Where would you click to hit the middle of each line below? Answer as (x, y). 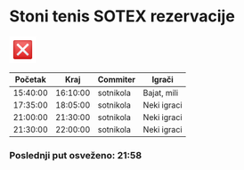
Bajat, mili (161, 93)
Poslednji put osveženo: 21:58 (76, 155)
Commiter (117, 80)
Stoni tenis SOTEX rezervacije (122, 16)
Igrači (163, 80)
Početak (30, 80)
